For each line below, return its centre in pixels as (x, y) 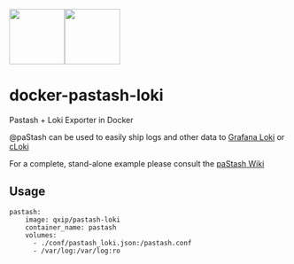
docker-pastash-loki (86, 95)
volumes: (41, 235)
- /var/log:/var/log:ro (77, 251)
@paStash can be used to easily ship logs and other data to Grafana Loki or (147, 136)
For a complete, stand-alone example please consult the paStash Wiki (137, 163)
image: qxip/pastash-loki (73, 220)
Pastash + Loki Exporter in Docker (72, 120)
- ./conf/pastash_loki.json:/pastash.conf (112, 243)
